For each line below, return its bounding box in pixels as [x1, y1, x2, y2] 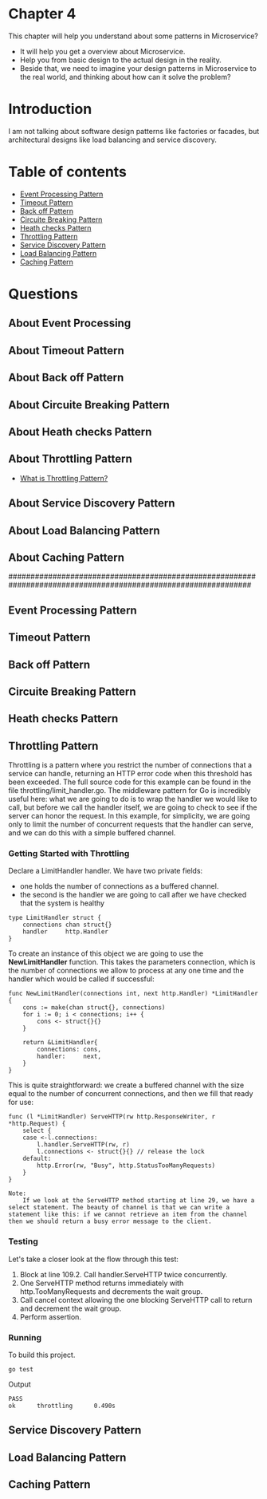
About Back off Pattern [8, 371, 124, 385]
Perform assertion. [19, 1312, 82, 1321]
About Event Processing [8, 317, 132, 330]
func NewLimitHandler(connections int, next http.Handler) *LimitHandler [8, 990, 259, 998]
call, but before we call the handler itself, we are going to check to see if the [8, 803, 257, 812]
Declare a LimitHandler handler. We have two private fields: [8, 866, 203, 876]
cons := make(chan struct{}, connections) [22, 1004, 166, 1012]
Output [8, 1379, 31, 1389]
